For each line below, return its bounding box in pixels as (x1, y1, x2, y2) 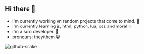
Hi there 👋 (5, 5, 36, 13)
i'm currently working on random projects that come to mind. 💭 (12, 18, 140, 24)
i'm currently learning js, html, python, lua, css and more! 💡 (12, 23, 132, 29)
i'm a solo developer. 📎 (12, 28, 59, 34)
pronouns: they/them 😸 (12, 34, 60, 40)
